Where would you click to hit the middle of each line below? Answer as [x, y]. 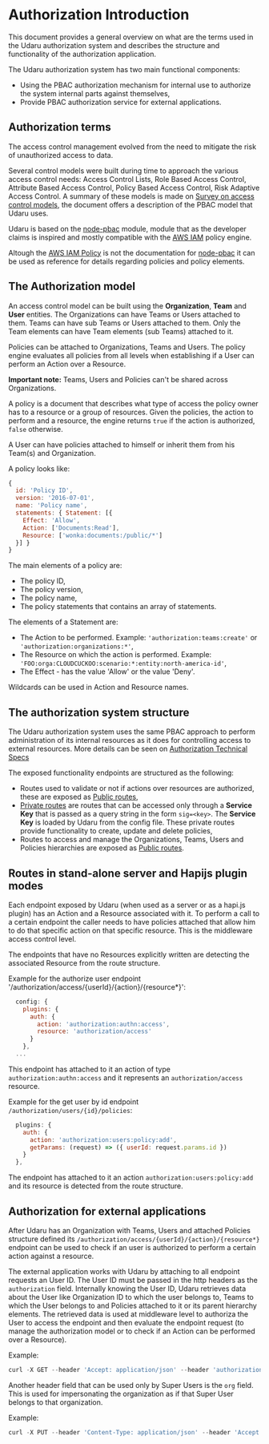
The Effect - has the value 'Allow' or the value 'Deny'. [107, 672]
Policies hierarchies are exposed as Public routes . [102, 848]
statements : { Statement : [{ [64, 513]
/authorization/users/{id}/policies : [70, 1110]
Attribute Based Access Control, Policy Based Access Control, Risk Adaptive [134, 188]
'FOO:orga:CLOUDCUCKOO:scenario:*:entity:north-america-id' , [123, 664]
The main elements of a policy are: [65, 566]
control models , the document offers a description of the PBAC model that [130, 204]
